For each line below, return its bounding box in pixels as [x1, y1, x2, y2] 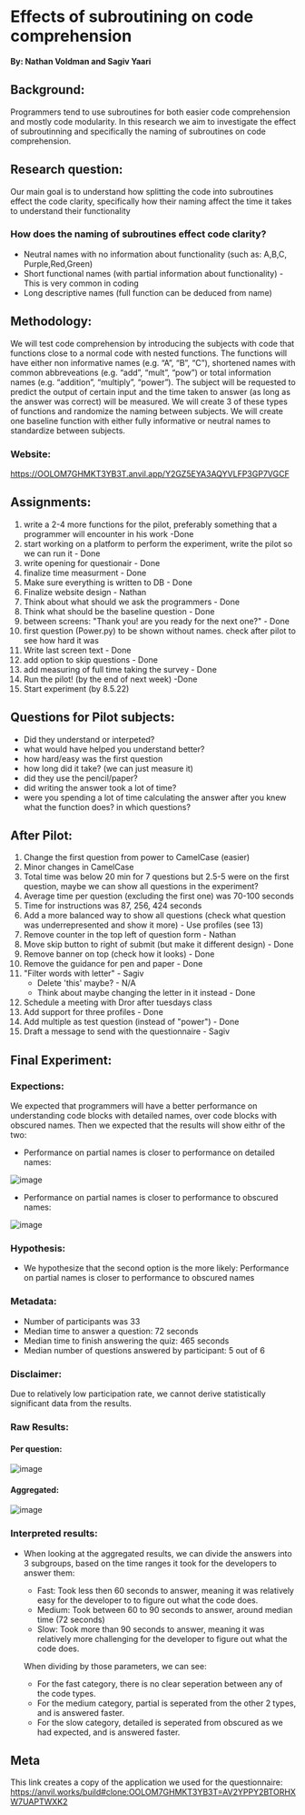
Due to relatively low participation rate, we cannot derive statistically [10, 1388, 266, 1399]
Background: [10, 82, 85, 97]
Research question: [10, 162, 123, 177]
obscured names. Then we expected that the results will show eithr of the [10, 1120, 285, 1131]
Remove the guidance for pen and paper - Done [23, 958, 203, 969]
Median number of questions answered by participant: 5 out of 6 [23, 1344, 266, 1355]
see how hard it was [23, 634, 99, 645]
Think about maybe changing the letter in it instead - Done [36, 988, 256, 999]
